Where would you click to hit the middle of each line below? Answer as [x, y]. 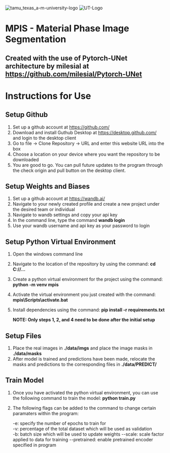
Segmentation [36, 40]
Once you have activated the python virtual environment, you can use [85, 392]
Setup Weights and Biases [48, 186]
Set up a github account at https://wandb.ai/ [59, 198]
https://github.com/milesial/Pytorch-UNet [74, 74]
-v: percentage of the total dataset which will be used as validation [82, 429]
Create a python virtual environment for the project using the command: [88, 279]
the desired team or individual [44, 210]
